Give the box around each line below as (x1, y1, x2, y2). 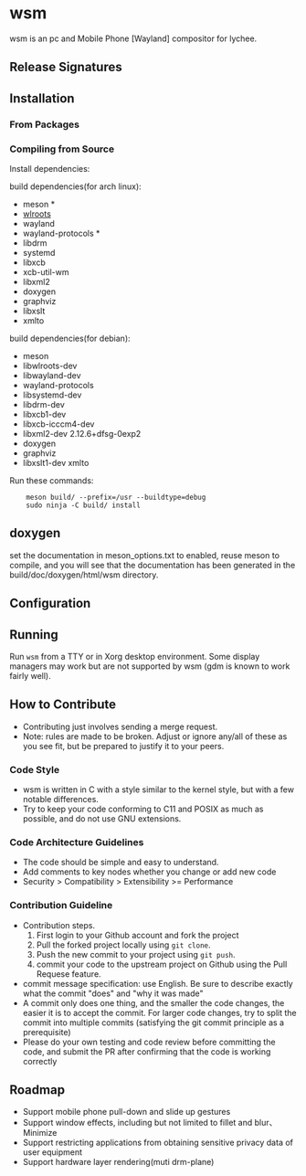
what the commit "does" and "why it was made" (22, 988, 204, 999)
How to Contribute (9, 697, 117, 713)
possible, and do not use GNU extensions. (22, 813, 182, 824)
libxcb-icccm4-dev (22, 418, 95, 429)
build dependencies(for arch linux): (9, 181, 142, 192)
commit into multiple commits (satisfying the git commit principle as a (22, 1017, 285, 1028)
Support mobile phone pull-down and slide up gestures (22, 1107, 231, 1118)
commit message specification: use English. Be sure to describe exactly (22, 978, 294, 989)
